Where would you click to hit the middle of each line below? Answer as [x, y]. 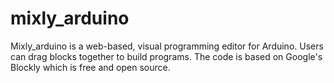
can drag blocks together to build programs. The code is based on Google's [166, 56]
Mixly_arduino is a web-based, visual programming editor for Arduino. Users [167, 46]
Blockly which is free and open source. [90, 67]
